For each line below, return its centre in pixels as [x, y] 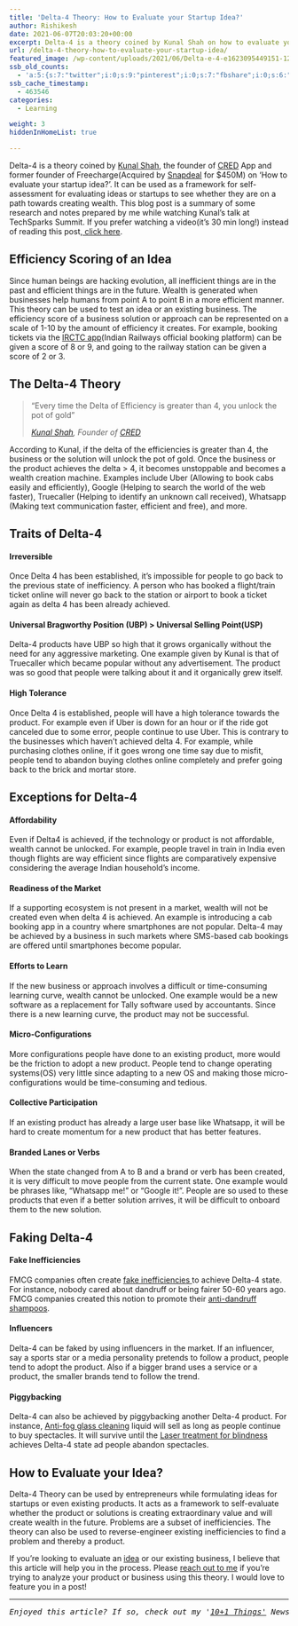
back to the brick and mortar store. [73, 770]
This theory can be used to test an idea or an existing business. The [133, 309]
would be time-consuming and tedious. [136, 1082]
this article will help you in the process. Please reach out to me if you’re [140, 1568]
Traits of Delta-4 [56, 534]
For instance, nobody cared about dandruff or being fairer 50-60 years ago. [148, 1289]
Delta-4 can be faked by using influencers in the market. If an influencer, [142, 1348]
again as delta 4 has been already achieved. [90, 604]
